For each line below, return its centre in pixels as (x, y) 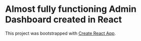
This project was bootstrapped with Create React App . (61, 33)
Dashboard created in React (64, 20)
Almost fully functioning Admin (71, 9)
